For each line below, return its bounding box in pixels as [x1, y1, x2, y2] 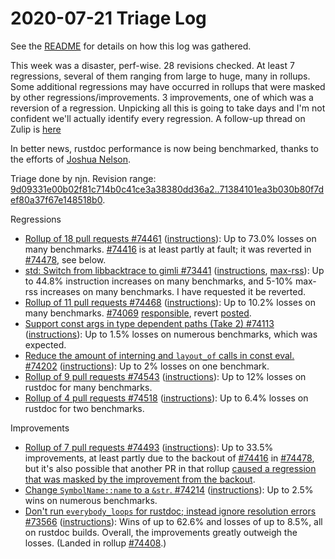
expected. [24, 338, 67, 351]
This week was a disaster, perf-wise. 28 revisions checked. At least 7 [10, 59, 295, 71]
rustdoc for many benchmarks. [24, 381, 153, 393]
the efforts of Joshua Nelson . [10, 153, 132, 165]
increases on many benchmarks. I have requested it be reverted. [39, 285, 307, 297]
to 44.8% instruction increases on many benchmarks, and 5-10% [24, 275, 293, 287]
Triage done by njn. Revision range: [10, 172, 157, 184]
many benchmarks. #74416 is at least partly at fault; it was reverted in [24, 243, 312, 255]
